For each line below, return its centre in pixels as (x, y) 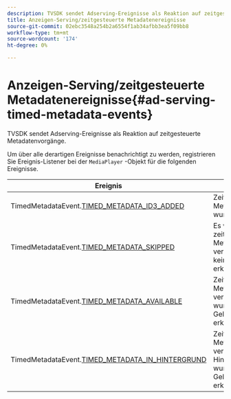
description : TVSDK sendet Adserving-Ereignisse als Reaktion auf (104, 13)
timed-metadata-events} (80, 115)
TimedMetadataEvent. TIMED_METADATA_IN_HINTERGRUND (109, 359)
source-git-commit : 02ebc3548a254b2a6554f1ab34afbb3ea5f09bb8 (98, 26)
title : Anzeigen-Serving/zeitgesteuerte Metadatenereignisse (97, 20)
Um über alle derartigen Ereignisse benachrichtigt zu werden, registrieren (111, 154)
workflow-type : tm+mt (38, 33)
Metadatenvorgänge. (37, 141)
